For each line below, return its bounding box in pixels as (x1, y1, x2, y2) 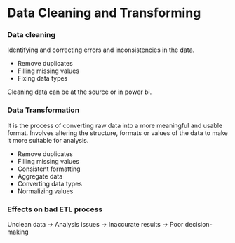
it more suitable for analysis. (7, 136, 89, 144)
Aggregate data (17, 172, 63, 180)
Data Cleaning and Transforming (7, 5, 201, 21)
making (7, 228, 29, 236)
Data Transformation (7, 105, 80, 115)
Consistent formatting (17, 165, 81, 173)
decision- (184, 221, 213, 229)
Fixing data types (17, 74, 68, 83)
